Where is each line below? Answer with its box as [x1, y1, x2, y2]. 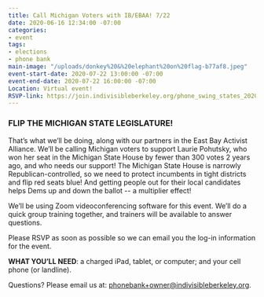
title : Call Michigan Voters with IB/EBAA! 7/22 [8, 11, 170, 20]
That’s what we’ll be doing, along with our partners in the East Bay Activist [8, 135, 247, 145]
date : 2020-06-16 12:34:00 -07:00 [8, 19, 122, 27]
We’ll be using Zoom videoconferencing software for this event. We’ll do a [8, 201, 247, 211]
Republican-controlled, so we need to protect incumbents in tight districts [8, 169, 247, 178]
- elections [8, 48, 47, 56]
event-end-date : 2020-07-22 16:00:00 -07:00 [8, 77, 156, 85]
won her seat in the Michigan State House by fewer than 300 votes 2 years [8, 152, 251, 162]
